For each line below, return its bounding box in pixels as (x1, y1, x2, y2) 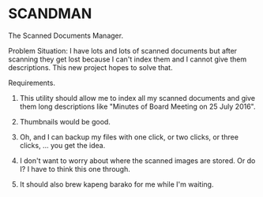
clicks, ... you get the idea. (19, 140, 106, 150)
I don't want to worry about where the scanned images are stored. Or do (19, 155, 256, 165)
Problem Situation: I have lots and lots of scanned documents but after (8, 46, 238, 55)
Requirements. (8, 78, 55, 87)
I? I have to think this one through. (19, 164, 130, 173)
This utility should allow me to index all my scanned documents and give (19, 93, 255, 102)
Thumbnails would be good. (19, 117, 111, 126)
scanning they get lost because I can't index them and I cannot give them (8, 54, 247, 64)
